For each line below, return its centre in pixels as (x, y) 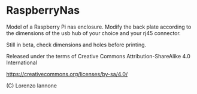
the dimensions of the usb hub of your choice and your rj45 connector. (93, 33)
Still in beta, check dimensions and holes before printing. (76, 45)
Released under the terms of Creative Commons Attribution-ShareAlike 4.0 (98, 56)
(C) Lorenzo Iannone (32, 85)
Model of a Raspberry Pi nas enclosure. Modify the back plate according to (99, 27)
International (22, 62)
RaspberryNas (43, 10)
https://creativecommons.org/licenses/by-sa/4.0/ (67, 74)
